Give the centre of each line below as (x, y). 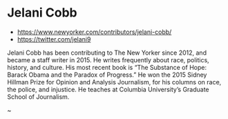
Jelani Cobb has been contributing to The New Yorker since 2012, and (107, 53)
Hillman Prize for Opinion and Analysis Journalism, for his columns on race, (114, 82)
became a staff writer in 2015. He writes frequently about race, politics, (108, 59)
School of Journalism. (38, 97)
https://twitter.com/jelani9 (54, 39)
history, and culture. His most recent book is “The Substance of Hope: (107, 67)
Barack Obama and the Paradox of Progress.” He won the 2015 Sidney (107, 75)
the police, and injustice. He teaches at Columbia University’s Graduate (108, 89)
